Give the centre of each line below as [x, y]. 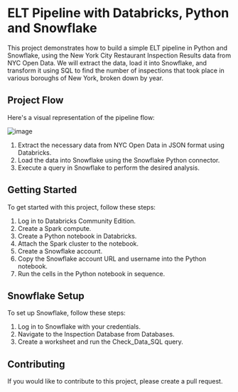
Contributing [36, 364]
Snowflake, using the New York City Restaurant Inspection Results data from [119, 55]
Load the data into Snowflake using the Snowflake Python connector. [119, 160]
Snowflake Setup [46, 296]
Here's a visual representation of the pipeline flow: [81, 117]
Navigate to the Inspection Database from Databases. [96, 334]
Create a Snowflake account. [60, 251]
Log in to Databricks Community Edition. [77, 221]
